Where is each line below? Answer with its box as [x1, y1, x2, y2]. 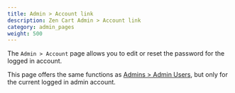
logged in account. [7, 57, 62, 66]
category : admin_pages [7, 23, 75, 30]
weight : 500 [7, 30, 43, 37]
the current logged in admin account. [7, 78, 116, 87]
